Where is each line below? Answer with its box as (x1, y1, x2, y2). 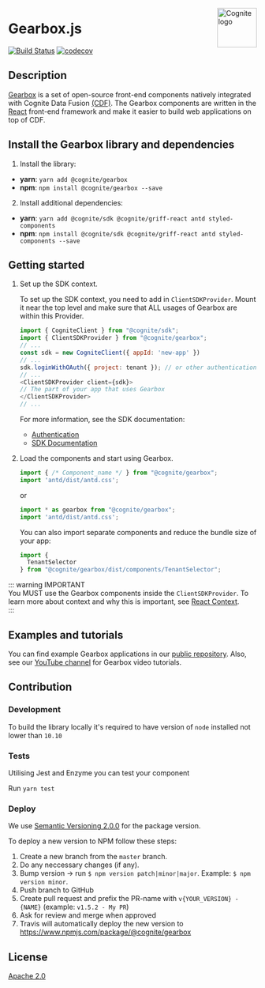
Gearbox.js (8, 20, 83, 38)
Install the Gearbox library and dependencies (8, 138, 235, 152)
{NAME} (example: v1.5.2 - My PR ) (19, 902, 129, 912)
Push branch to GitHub (19, 885, 95, 895)
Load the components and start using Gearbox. (19, 454, 174, 462)
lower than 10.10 (8, 730, 62, 740)
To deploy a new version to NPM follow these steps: (8, 836, 177, 846)
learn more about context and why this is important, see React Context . (8, 597, 240, 606)
